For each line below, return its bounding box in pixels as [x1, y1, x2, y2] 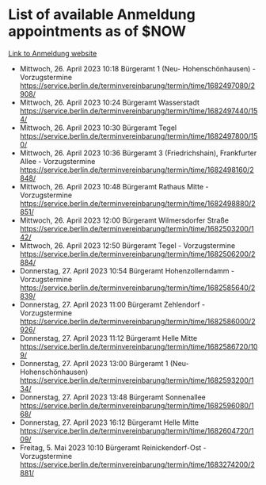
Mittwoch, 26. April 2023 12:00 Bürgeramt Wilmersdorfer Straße [19, 216, 230, 225]
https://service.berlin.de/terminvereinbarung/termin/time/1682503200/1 [19, 223, 255, 233]
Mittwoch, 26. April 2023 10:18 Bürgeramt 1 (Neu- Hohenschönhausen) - [19, 63, 256, 73]
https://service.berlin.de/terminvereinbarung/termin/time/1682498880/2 [19, 198, 256, 208]
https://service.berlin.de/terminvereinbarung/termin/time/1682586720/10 [19, 342, 258, 351]
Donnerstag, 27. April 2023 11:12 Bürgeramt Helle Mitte [19, 333, 198, 342]
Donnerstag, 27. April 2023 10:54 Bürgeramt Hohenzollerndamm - [19, 265, 235, 275]
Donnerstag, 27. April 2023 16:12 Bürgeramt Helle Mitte [19, 418, 199, 427]
